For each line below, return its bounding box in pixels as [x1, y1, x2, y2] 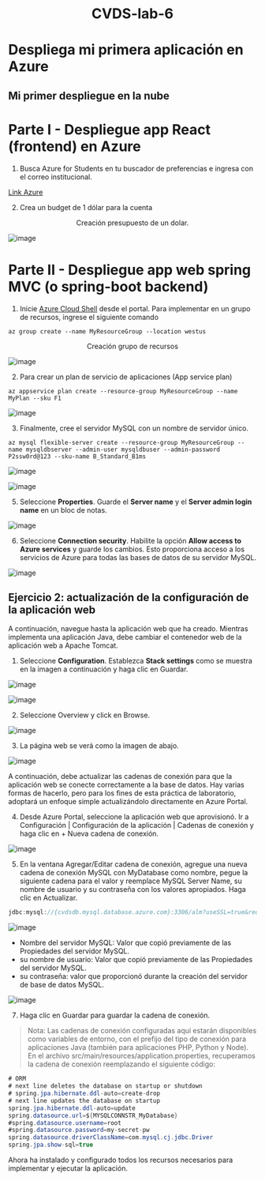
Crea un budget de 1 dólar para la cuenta [19, 202, 153, 212]
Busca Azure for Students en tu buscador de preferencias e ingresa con [19, 164, 254, 173]
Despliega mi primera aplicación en [8, 41, 244, 59]
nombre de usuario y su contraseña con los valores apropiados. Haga [19, 885, 246, 894]
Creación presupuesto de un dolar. [76, 218, 189, 228]
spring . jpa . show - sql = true [8, 1141, 93, 1149]
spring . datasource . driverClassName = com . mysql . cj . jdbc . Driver [8, 1134, 214, 1142]
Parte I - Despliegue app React [8, 120, 211, 138]
